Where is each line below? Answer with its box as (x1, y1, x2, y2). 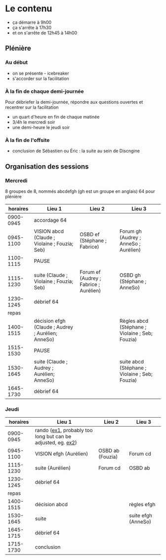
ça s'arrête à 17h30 (12, 24, 52, 30)
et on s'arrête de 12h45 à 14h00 (12, 30, 78, 36)
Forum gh (119, 228, 142, 235)
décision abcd (35, 501, 68, 508)
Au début (5, 59, 28, 66)
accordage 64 (34, 216, 67, 223)
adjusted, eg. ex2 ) (35, 439, 78, 446)
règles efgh (129, 501, 156, 508)
